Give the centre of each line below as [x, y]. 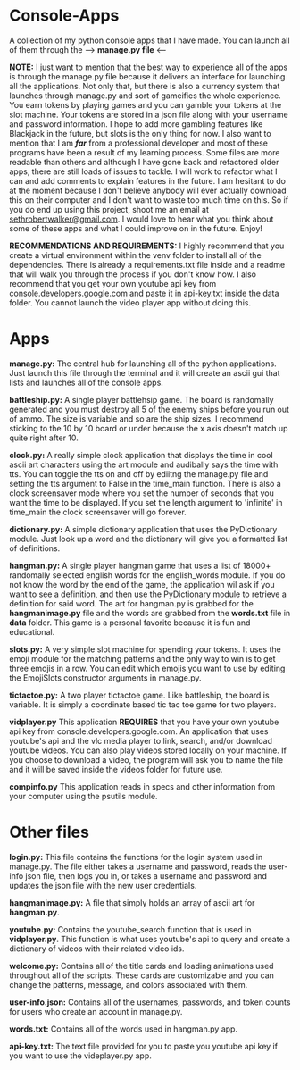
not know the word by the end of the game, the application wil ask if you [142, 584]
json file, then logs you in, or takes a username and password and [146, 875]
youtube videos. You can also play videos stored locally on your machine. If [148, 750]
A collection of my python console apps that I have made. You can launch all [150, 40]
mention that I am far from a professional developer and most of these [139, 143]
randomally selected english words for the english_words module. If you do [147, 575]
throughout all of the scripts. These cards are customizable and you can [142, 975]
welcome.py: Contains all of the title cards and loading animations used [142, 966]
